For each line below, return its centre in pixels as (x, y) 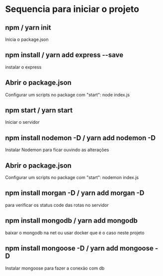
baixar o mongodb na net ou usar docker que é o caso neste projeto (75, 233)
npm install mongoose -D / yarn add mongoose (80, 248)
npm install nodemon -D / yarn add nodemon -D (80, 138)
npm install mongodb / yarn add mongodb (71, 221)
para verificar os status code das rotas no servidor (57, 205)
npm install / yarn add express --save (64, 55)
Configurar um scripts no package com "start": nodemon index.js (72, 178)
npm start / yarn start (39, 110)
